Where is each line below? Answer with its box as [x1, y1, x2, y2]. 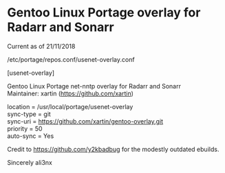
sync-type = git [7, 110, 52, 118]
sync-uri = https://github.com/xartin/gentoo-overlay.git [7, 117, 164, 125]
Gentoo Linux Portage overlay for [7, 5, 201, 21]
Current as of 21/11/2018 [7, 42, 76, 50]
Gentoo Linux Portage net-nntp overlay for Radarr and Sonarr [7, 82, 181, 90]
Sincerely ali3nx [7, 158, 53, 166]
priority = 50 [7, 124, 43, 132]
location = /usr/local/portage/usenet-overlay [7, 102, 133, 111]
